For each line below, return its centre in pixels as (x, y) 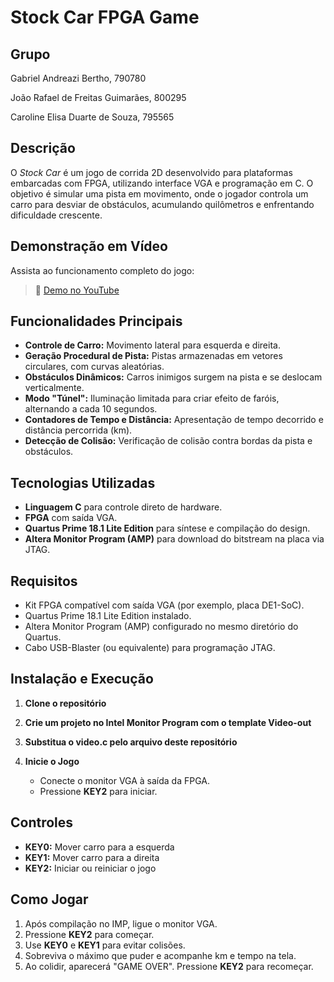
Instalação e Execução (82, 679)
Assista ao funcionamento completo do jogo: (102, 270)
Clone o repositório (65, 703)
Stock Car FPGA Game (105, 17)
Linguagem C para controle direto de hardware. (123, 507)
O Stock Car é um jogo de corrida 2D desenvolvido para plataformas (151, 172)
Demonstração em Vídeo (89, 246)
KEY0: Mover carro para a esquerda (99, 847)
